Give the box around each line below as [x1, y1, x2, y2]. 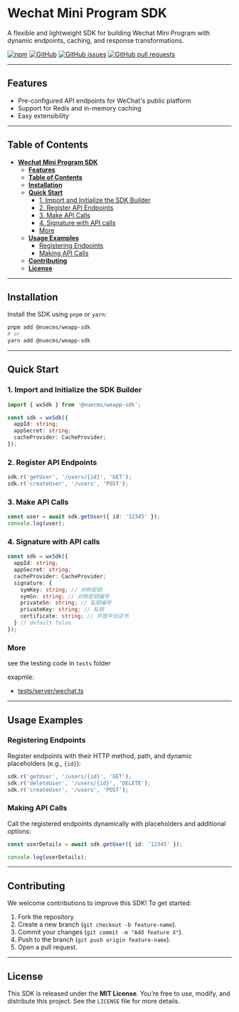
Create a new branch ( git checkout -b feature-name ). [17, 920, 177, 929]
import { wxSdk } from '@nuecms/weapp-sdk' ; [7, 401, 142, 408]
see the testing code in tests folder [7, 659, 112, 668]
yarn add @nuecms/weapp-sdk [7, 337, 91, 344]
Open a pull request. [17, 943, 78, 951]
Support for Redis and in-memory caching [17, 103, 142, 112]
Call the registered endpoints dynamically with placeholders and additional [7, 819, 226, 828]
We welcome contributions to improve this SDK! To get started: [7, 899, 192, 907]
